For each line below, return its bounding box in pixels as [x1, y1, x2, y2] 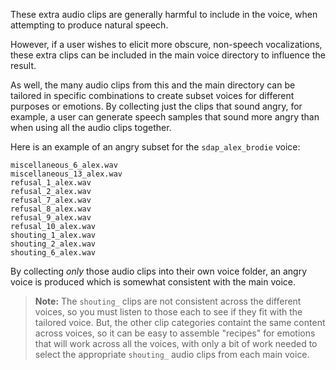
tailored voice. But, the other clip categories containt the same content [34, 317, 326, 328]
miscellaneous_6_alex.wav [10, 160, 118, 170]
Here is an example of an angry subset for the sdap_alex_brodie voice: [10, 141, 301, 153]
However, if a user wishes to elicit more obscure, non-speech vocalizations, [10, 39, 323, 50]
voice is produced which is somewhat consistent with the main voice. [10, 276, 296, 288]
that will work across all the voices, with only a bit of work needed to [34, 338, 318, 349]
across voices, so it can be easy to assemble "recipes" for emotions [34, 327, 316, 339]
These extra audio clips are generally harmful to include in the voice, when [10, 9, 318, 20]
